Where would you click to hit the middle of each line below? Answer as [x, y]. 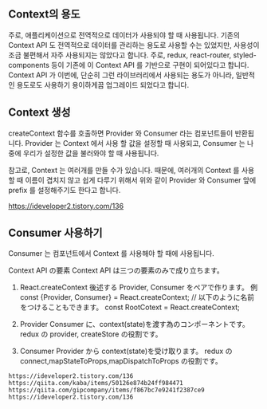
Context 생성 [39, 113]
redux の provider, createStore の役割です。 [91, 334]
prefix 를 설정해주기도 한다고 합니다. [65, 190]
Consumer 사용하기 [55, 233]
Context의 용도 [45, 14]
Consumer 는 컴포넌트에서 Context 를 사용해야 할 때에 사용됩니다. [112, 254]
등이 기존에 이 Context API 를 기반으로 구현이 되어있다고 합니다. [150, 65]
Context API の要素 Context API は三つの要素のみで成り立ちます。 [116, 270]
